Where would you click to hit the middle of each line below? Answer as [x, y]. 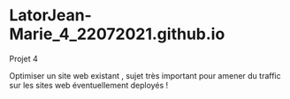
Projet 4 [23, 58]
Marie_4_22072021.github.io [117, 34]
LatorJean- [51, 15]
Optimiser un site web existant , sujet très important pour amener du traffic [145, 75]
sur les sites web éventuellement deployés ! [89, 85]
